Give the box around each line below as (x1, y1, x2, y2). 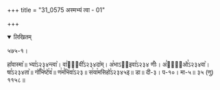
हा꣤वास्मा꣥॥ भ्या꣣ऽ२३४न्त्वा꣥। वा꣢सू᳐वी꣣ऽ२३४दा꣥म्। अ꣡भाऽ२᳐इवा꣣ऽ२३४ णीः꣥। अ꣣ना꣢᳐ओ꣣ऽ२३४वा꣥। (7, 60, 210, 68)
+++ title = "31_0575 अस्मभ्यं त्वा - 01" (7, 6, 105, 14)
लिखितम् (13, 33, 32, 41)
